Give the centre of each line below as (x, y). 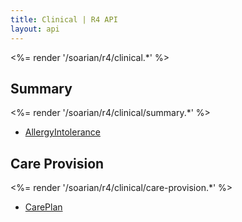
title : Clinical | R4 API (64, 19)
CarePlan (43, 207)
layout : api (35, 29)
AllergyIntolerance (62, 132)
